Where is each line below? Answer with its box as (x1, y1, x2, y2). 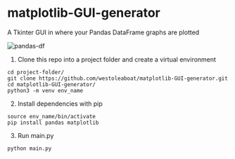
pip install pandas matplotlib (7, 119, 99, 126)
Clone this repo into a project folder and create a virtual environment (17, 55, 217, 64)
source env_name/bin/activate (7, 113, 96, 120)
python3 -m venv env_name (7, 87, 83, 94)
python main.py (7, 145, 52, 152)
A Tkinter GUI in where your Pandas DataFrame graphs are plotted (7, 28, 200, 36)
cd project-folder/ (7, 69, 65, 76)
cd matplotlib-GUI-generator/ (7, 81, 96, 88)
